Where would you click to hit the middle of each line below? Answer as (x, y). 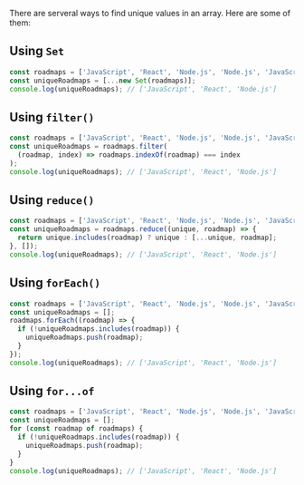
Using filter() (52, 117)
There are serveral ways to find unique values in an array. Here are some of (150, 13)
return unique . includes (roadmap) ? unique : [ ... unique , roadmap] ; (147, 238)
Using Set (37, 51)
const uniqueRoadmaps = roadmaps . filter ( (89, 147)
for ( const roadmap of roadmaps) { (76, 429)
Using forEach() (55, 283)
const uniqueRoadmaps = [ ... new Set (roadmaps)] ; (103, 81)
